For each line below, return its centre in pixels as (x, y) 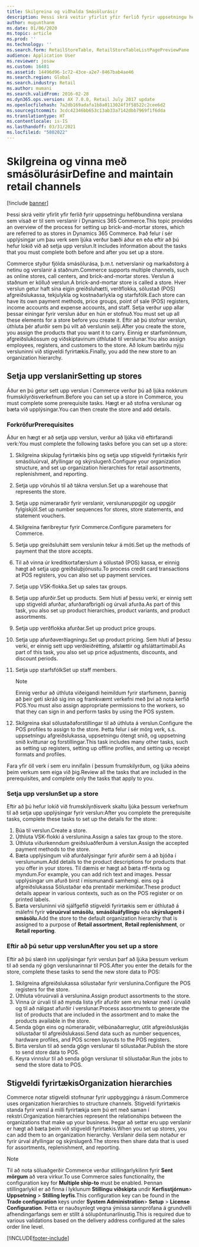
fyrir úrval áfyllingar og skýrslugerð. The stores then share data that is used (97, 1141)
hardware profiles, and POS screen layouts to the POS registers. (93, 1039)
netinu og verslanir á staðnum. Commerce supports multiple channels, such (98, 270)
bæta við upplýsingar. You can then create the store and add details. (89, 409)
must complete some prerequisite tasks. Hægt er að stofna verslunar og (94, 403)
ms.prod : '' (21, 39)
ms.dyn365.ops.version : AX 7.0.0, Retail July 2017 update (81, 99)
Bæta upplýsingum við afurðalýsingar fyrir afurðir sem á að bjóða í (96, 856)
